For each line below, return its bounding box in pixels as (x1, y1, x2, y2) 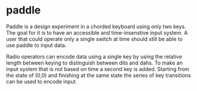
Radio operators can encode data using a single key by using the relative (6, 53, 182, 60)
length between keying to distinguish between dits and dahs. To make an (6, 59, 183, 66)
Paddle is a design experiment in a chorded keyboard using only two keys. (6, 23, 186, 30)
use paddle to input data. (6, 42, 66, 49)
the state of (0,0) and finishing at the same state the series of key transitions (6, 72, 191, 79)
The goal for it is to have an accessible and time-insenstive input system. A (6, 29, 188, 36)
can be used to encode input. (6, 77, 78, 85)
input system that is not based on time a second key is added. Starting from (6, 65, 189, 72)
